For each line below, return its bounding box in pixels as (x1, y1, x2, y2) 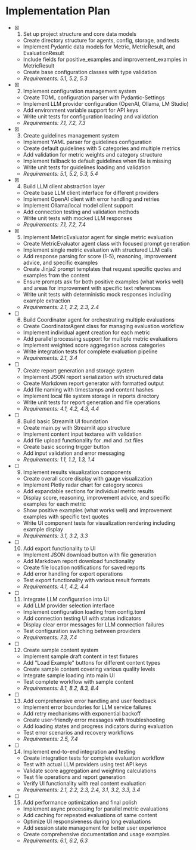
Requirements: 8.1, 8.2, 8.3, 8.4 (23, 684, 99, 692)
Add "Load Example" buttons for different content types (23, 659, 160, 666)
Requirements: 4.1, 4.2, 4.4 (23, 583, 89, 590)
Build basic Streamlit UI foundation (23, 417, 108, 425)
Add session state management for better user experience (23, 824, 167, 831)
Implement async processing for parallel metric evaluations (23, 805, 169, 812)
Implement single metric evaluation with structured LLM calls (23, 246, 173, 253)
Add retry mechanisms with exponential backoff (23, 710, 141, 717)
